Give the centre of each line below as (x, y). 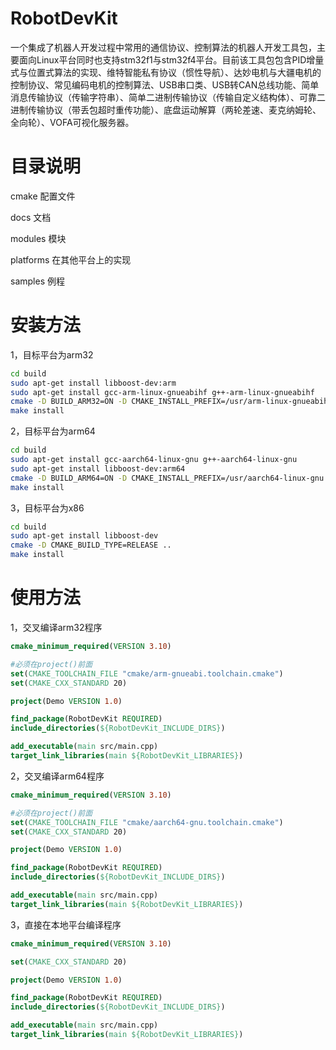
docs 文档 (31, 217)
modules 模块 (38, 238)
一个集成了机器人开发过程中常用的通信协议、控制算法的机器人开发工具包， (163, 47)
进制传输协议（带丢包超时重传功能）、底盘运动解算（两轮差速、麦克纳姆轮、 (166, 109)
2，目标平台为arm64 (53, 431)
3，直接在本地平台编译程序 (66, 924)
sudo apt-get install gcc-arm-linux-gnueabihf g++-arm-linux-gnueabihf (162, 392)
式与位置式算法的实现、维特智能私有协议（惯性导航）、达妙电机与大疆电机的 (166, 72)
